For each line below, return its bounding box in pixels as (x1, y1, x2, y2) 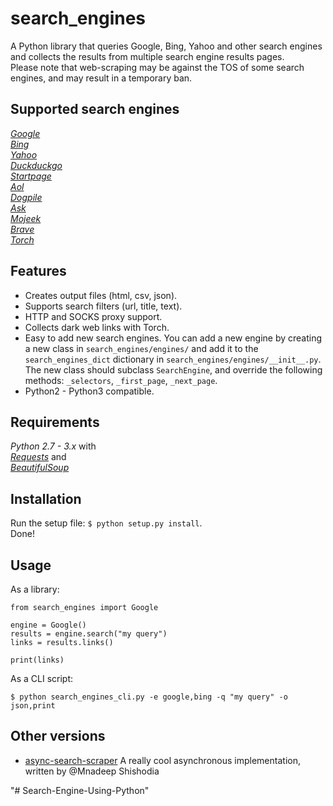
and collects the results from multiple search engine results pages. (10, 50, 285, 62)
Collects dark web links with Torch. (24, 321, 170, 333)
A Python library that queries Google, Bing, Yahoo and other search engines (10, 40, 323, 52)
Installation (10, 490, 82, 507)
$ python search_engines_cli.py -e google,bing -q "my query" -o (10, 692, 288, 702)
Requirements (10, 413, 100, 431)
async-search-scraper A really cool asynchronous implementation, (24, 754, 301, 766)
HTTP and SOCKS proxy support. (24, 310, 163, 322)
